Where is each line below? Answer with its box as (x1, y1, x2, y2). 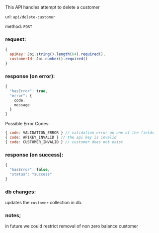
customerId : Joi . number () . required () (9, 57, 88, 62)
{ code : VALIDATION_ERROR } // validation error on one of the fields (5, 130, 155, 136)
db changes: (5, 188, 36, 195)
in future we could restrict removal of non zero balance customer (5, 223, 138, 229)
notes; (5, 212, 21, 219)
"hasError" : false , (9, 167, 50, 172)
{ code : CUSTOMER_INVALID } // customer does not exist (5, 139, 123, 145)
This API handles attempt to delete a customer (5, 4, 100, 10)
